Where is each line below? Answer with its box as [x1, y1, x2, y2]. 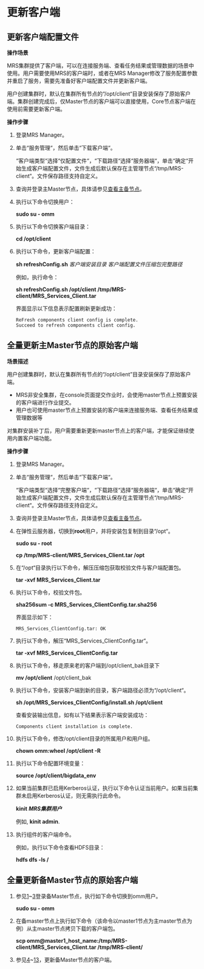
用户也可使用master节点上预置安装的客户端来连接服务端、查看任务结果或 [15, 406, 199, 414]
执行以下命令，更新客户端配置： [15, 248, 96, 255]
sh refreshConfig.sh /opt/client [15, 286, 97, 293]
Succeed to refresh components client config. [15, 322, 136, 328]
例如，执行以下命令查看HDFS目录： [15, 844, 105, 851]
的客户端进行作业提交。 [15, 398, 75, 406]
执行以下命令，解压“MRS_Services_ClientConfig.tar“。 [15, 637, 151, 644]
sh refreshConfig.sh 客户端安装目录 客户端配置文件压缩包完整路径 [15, 261, 183, 268]
